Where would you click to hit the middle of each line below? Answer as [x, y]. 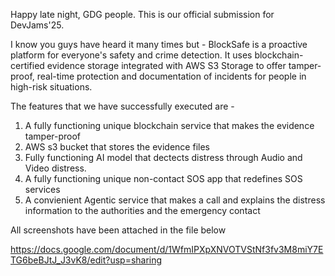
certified [27, 65]
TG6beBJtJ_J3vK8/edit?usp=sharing [86, 260]
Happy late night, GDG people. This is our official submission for [142, 14]
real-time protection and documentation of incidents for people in [171, 76]
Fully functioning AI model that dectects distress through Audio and [163, 157]
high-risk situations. [51, 87]
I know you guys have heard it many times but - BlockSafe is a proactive [159, 44]
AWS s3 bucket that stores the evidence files [117, 147]
